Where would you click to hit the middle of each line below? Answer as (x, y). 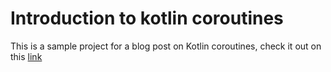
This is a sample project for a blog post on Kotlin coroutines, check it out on (166, 46)
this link (26, 56)
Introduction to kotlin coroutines (147, 18)
